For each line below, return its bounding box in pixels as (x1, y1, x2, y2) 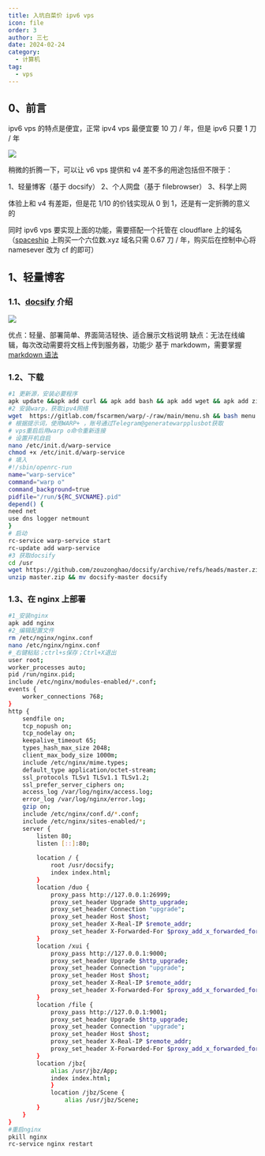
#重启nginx (8, 1125, 42, 1133)
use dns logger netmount (8, 514, 90, 523)
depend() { (8, 500, 44, 508)
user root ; (8, 656, 44, 664)
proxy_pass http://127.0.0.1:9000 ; (50, 949, 168, 957)
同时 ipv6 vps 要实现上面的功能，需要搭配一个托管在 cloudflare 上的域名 (8, 226, 243, 235)
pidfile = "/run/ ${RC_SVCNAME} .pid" (8, 492, 122, 501)
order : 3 (8, 26, 37, 34)
